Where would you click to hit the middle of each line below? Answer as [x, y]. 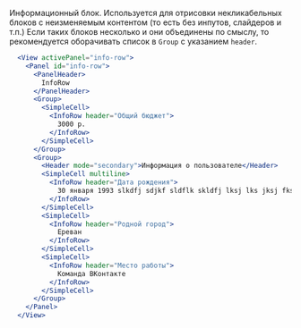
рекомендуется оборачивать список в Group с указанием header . [133, 41]
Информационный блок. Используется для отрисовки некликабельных [146, 13]
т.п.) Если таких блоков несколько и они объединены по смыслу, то [139, 32]
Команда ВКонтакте [91, 273]
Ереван [69, 232]
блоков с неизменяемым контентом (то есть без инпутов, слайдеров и [146, 22]
